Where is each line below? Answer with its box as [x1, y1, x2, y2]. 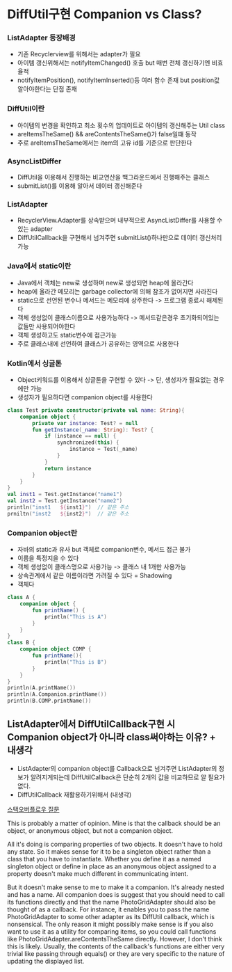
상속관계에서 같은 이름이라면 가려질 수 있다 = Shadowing [17, 571, 172, 580]
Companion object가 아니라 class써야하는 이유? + [7, 731, 217, 743]
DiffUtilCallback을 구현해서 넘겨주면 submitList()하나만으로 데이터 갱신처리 [17, 234, 222, 242]
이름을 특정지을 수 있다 [17, 554, 79, 562]
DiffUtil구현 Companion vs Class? [7, 6, 202, 22]
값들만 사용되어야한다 [17, 321, 76, 330]
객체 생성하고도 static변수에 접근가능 [17, 330, 117, 339]
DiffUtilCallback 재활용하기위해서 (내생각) [17, 790, 132, 799]
